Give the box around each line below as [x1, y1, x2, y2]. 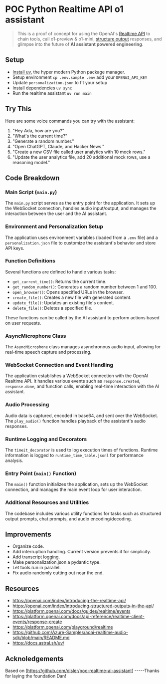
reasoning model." [12, 159, 50, 165]
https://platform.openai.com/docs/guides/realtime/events [12, 608, 131, 614]
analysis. [5, 457, 23, 463]
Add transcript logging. [12, 554, 60, 560]
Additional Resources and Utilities [5, 499, 89, 506]
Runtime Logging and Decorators [5, 436, 87, 443]
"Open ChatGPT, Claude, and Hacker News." [12, 143, 105, 149]
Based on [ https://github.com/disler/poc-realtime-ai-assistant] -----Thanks [5, 668, 160, 674]
